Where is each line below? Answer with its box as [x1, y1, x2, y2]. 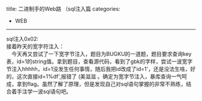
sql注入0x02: [6, 35, 39, 42]
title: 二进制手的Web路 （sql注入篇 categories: [6, 5, 121, 12]
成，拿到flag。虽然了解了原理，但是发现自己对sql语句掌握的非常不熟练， [6, 81, 186, 87]
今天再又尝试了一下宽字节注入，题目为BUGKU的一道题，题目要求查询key [11, 50, 192, 57]
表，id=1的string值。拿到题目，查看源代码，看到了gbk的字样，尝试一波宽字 [6, 58, 193, 65]
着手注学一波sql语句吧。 [11, 88, 72, 95]
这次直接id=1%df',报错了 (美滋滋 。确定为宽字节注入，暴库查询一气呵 [16, 73, 188, 80]
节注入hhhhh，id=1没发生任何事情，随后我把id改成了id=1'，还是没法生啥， [6, 66, 191, 72]
